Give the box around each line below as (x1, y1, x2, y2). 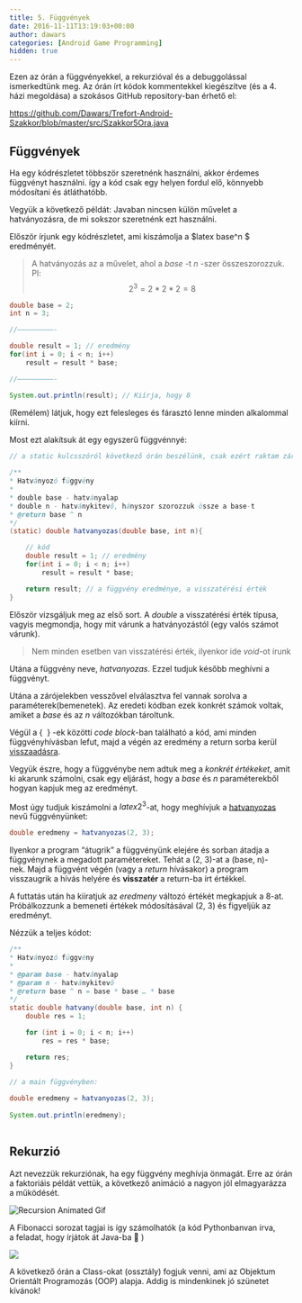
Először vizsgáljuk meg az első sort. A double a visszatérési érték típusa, (9, 609, 279, 620)
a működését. (9, 1187, 60, 1198)
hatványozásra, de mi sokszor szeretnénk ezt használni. (9, 213, 218, 224)
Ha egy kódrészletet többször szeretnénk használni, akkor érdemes (9, 167, 260, 178)
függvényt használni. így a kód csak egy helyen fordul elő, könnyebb (9, 176, 263, 187)
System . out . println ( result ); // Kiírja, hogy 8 (9, 391, 191, 400)
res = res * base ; (41, 1036, 111, 1045)
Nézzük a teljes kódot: (9, 927, 92, 938)
